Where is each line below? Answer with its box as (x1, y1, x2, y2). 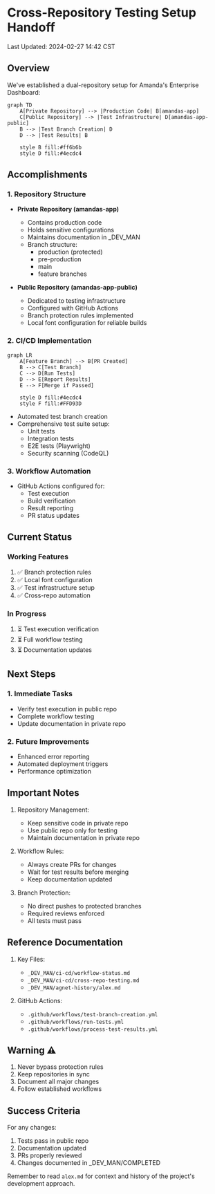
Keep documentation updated (27, 875, 113, 883)
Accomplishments (7, 169, 88, 180)
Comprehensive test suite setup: (17, 420, 110, 428)
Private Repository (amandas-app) (17, 205, 120, 214)
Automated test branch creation (17, 412, 109, 420)
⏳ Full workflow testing (17, 635, 83, 644)
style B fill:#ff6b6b (19, 144, 82, 151)
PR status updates (27, 512, 80, 520)
